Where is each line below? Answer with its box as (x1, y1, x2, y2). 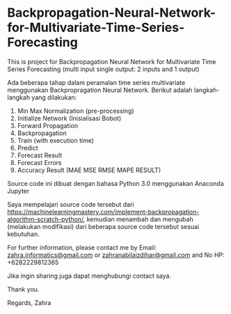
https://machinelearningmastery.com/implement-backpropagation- (7, 207, 200, 216)
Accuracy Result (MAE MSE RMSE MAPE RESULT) (17, 166, 161, 174)
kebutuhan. (7, 230, 40, 238)
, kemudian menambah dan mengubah (83, 214, 193, 223)
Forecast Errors (17, 158, 63, 166)
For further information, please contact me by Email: (7, 243, 157, 251)
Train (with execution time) (17, 136, 95, 144)
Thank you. (7, 285, 40, 293)
